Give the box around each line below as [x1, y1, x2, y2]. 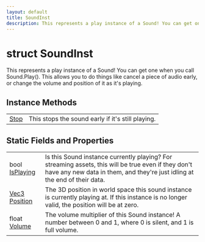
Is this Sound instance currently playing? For [45, 152, 173, 161]
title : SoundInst [6, 15, 51, 21]
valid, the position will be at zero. [45, 201, 139, 209]
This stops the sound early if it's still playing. [28, 115, 156, 123]
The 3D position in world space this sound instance [45, 185, 192, 194]
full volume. [45, 226, 79, 234]
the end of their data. [45, 175, 106, 183]
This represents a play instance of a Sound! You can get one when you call [6, 66, 194, 74]
